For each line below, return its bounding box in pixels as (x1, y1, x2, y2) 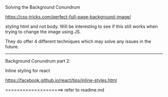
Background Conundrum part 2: (5, 58, 71, 64)
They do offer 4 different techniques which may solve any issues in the (5, 38, 151, 44)
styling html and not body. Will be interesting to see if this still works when (5, 23, 158, 29)
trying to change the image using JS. (5, 29, 81, 34)
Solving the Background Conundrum (5, 4, 80, 10)
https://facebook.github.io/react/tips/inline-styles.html (5, 77, 117, 83)
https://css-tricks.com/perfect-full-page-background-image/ (5, 14, 131, 19)
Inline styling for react (5, 68, 50, 74)
